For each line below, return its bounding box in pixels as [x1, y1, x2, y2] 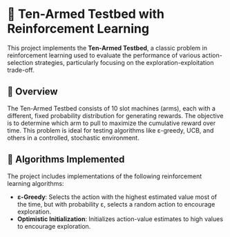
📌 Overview [7, 86, 58, 97]
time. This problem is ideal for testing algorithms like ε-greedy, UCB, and [7, 126, 214, 134]
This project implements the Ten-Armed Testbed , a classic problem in [7, 44, 207, 52]
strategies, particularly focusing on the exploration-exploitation [34, 58, 214, 66]
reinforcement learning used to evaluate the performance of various [7, 51, 201, 59]
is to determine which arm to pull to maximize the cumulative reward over [7, 119, 216, 127]
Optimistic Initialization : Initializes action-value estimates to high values [17, 214, 223, 223]
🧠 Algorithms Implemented [7, 153, 125, 165]
